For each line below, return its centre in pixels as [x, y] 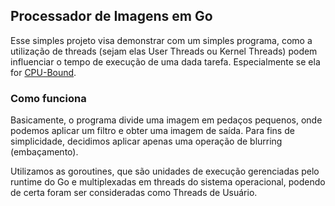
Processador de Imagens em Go [111, 16]
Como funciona [48, 98]
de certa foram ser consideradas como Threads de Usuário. [134, 193]
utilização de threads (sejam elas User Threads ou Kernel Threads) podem [164, 51]
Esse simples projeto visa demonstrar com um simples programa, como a [161, 40]
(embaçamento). [44, 152]
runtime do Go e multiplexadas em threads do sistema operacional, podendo [168, 182]
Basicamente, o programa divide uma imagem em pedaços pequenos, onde [166, 120]
